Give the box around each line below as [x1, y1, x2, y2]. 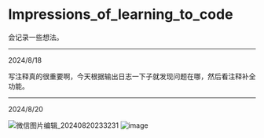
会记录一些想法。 [8, 32, 64, 42]
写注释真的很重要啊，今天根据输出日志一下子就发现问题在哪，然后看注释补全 [8, 71, 256, 81]
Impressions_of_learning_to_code [8, 5, 233, 24]
